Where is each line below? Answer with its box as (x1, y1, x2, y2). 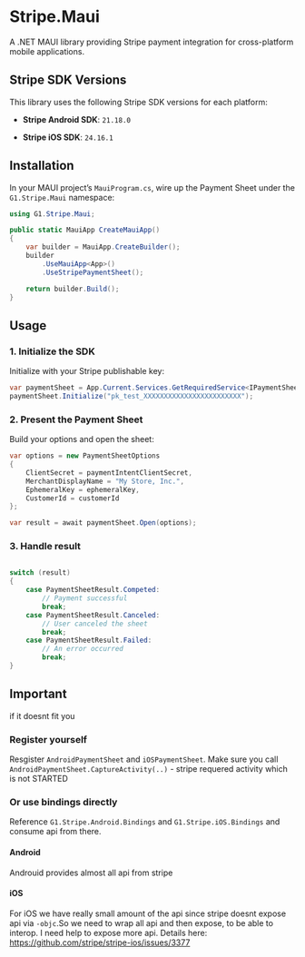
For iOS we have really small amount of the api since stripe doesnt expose (9, 908, 287, 919)
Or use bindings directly (9, 796, 118, 808)
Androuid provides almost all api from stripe (9, 867, 173, 878)
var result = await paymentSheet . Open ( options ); (9, 518, 197, 528)
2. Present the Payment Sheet (9, 413, 143, 426)
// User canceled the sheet (42, 619, 148, 628)
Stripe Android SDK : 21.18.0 (22, 113, 132, 124)
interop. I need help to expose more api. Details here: (9, 927, 208, 938)
